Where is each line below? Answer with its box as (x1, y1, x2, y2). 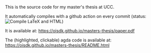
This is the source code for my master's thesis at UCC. (5, 4, 115, 10)
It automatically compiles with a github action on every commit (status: (5, 13, 147, 19)
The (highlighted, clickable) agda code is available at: (5, 37, 112, 43)
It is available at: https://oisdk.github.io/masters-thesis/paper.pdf (5, 28, 135, 33)
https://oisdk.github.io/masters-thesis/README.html (5, 42, 110, 48)
